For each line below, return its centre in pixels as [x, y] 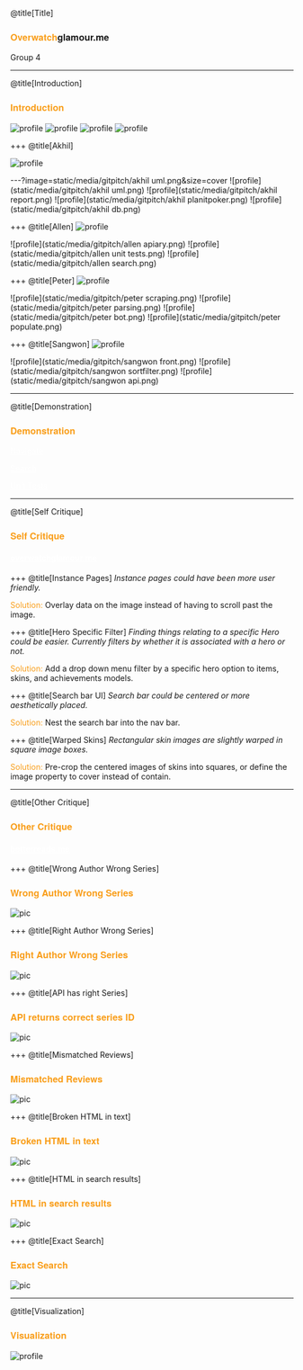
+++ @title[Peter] [43, 280]
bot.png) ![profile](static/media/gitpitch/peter [197, 317]
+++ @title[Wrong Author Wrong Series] [85, 869]
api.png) [143, 381]
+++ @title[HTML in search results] [76, 1178]
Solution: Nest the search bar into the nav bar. [95, 722]
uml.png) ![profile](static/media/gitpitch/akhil [195, 190]
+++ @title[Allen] [42, 226]
